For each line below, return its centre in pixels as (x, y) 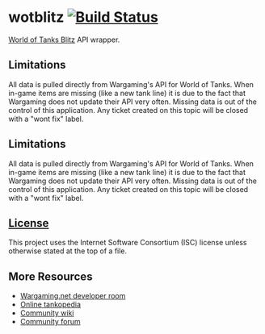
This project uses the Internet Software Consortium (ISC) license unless (128, 243)
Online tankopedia (50, 305)
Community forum (50, 322)
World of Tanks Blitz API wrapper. (64, 40)
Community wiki (47, 313)
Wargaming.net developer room (73, 296)
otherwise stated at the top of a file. (68, 251)
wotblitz (36, 17)
